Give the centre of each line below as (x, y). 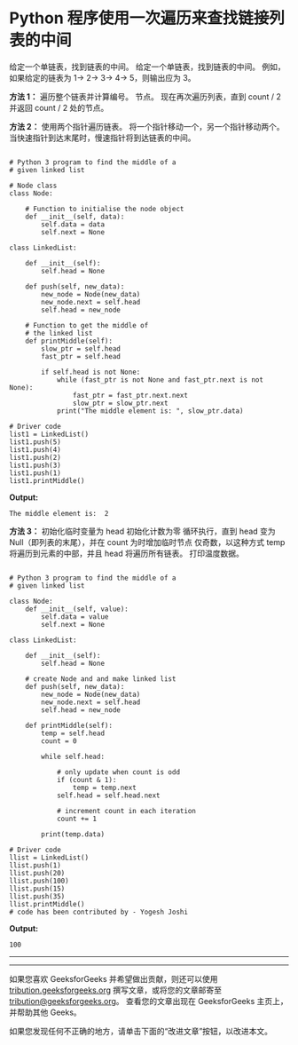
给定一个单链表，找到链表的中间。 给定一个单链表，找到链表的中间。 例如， (147, 67)
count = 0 (59, 741)
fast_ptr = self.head (81, 356)
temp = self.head (73, 733)
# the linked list (59, 333)
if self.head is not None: (91, 372)
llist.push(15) (37, 889)
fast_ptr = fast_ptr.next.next (130, 395)
